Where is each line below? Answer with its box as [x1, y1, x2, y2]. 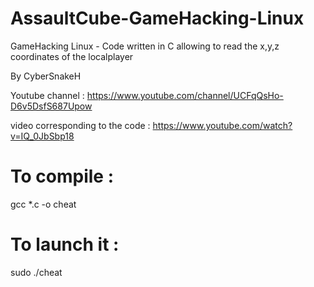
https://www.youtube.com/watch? [152, 119, 293, 131]
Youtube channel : [10, 89, 85, 101]
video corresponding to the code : [10, 119, 151, 131]
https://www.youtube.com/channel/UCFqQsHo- [86, 89, 284, 101]
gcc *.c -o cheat [10, 198, 77, 210]
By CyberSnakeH [10, 70, 82, 82]
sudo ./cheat [10, 266, 63, 278]
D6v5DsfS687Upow [10, 100, 93, 112]
